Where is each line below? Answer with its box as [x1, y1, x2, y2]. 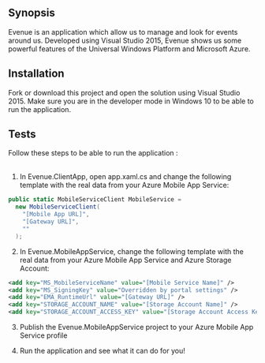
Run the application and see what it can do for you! [19, 346, 185, 356]
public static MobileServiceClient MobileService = [8, 196, 181, 204]
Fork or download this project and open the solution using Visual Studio [8, 88, 241, 97]
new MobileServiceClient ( [15, 203, 101, 211]
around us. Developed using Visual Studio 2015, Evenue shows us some [8, 36, 242, 45]
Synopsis [8, 6, 55, 20]
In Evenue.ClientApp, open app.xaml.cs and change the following [19, 172, 232, 181]
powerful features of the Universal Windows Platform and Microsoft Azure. [8, 43, 251, 54]
